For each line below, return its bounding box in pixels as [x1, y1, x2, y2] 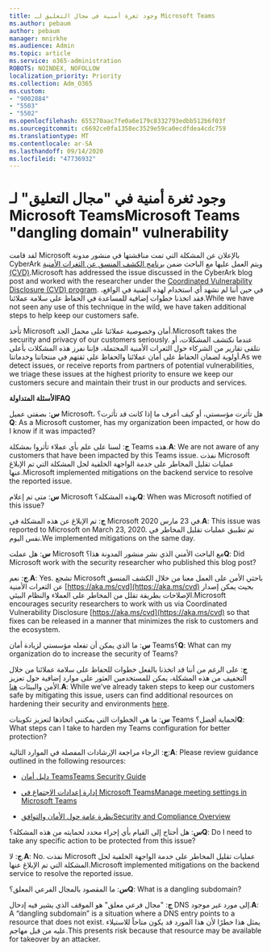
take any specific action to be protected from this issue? [9, 836, 196, 845]
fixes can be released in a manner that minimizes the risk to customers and [9, 616, 259, 626]
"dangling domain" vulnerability [9, 224, 229, 242]
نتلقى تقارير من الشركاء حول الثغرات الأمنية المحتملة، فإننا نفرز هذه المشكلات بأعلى [9, 343, 261, 353]
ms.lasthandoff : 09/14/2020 [9, 147, 104, 155]
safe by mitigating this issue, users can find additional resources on [9, 690, 233, 700]
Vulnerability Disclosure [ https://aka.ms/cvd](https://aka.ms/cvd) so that [9, 608, 250, 617]
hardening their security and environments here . [9, 699, 170, 709]
